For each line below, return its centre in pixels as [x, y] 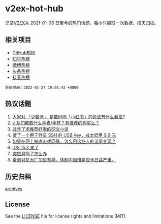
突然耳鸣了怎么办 [30, 154]
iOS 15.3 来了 [25, 147]
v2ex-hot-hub [34, 9]
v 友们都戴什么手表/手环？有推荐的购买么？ [56, 123]
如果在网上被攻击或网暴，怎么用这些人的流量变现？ [64, 141]
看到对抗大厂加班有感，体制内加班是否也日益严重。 [64, 160]
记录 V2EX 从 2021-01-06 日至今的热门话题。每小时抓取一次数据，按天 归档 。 [82, 23]
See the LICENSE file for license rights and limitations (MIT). [66, 216]
